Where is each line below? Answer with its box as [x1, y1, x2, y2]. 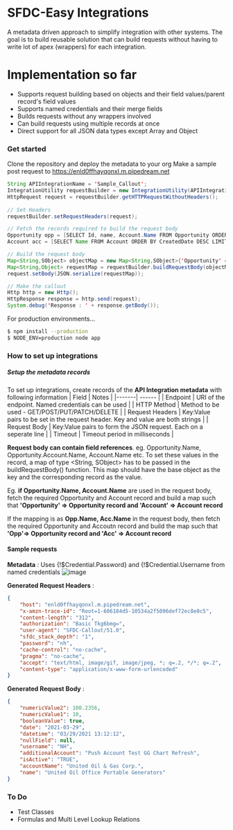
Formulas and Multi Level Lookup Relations [17, 815, 140, 823]
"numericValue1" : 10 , [19, 711, 82, 718]
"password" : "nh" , [19, 640, 73, 647]
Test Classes [17, 807, 54, 816]
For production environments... [7, 314, 96, 323]
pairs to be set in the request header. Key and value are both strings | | [7, 415, 209, 423]
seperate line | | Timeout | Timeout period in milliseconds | [7, 430, 174, 438]
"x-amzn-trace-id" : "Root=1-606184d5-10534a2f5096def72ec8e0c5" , [19, 607, 213, 615]
